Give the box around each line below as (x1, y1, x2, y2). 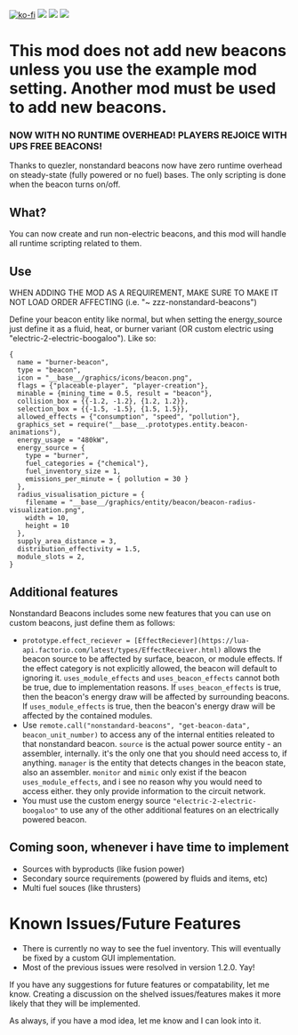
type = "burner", (25, 452, 90, 461)
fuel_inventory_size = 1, (25, 467, 122, 476)
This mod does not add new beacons (9, 41, 287, 61)
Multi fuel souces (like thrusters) (21, 882, 141, 893)
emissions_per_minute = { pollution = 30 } (25, 475, 189, 484)
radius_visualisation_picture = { (17, 490, 145, 500)
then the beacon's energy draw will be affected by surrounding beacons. (21, 691, 290, 702)
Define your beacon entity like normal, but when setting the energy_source (9, 314, 283, 325)
